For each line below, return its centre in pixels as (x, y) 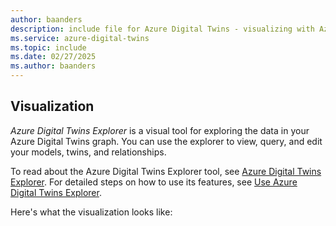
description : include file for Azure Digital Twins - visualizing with (162, 29)
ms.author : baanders (53, 66)
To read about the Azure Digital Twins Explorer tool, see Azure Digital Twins (166, 171)
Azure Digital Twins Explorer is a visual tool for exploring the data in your (160, 130)
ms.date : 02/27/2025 (53, 57)
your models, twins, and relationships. (88, 152)
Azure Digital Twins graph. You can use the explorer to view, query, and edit (166, 141)
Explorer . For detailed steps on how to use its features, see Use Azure (154, 182)
